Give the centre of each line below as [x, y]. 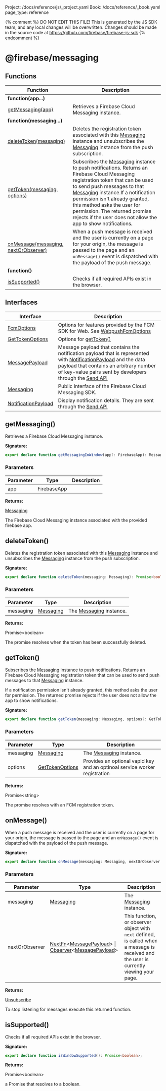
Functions [21, 76]
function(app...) [26, 98]
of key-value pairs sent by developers [102, 372]
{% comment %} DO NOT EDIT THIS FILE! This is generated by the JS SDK [81, 22]
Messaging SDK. [77, 392]
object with [137, 928]
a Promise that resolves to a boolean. [43, 1084]
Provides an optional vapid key [119, 761]
